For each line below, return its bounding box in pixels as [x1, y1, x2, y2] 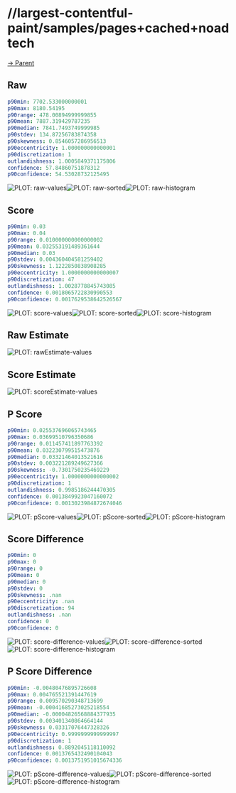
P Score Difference [7, 666, 92, 678]
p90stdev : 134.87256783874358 [7, 131, 97, 139]
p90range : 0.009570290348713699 [7, 698, 103, 705]
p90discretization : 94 [7, 605, 75, 612]
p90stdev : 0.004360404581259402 [7, 256, 103, 264]
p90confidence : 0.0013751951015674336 [7, 757, 122, 765]
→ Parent [7, 58, 35, 67]
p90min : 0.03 [7, 223, 46, 230]
